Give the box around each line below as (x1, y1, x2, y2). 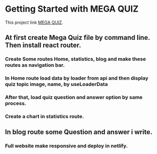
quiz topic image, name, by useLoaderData (5, 81, 108, 88)
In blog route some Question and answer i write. (5, 128, 153, 137)
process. (5, 100, 27, 107)
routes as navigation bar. (5, 62, 65, 68)
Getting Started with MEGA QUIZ (5, 3, 139, 15)
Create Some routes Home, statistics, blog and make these (5, 56, 146, 63)
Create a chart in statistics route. (5, 113, 84, 120)
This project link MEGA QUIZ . (5, 19, 63, 25)
